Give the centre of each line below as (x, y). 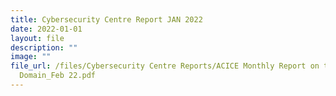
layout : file (37, 38)
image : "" (31, 57)
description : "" (44, 47)
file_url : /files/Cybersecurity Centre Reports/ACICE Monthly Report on (165, 66)
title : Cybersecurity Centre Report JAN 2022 (106, 19)
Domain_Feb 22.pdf (58, 76)
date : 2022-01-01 (46, 29)
